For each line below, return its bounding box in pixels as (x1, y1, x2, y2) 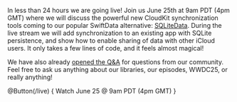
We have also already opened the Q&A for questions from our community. (7, 58, 224, 66)
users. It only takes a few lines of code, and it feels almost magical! (7, 44, 204, 52)
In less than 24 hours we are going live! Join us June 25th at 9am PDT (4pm (7, 6, 230, 14)
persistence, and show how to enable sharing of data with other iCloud (7, 36, 216, 45)
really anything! (7, 73, 53, 81)
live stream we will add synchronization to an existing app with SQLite (7, 29, 212, 37)
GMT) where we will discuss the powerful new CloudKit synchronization (7, 14, 218, 22)
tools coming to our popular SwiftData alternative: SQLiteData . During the (7, 21, 222, 29)
